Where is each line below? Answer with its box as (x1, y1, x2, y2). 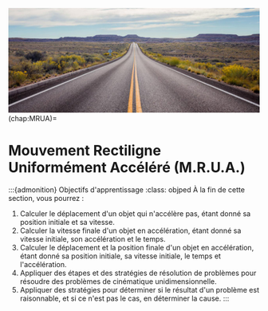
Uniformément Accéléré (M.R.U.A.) (8, 158, 246, 176)
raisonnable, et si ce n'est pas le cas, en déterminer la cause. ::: (19, 293, 230, 303)
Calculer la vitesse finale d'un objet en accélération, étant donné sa (19, 226, 242, 235)
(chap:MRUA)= (8, 113, 57, 123)
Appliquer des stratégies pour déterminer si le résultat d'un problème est (19, 285, 259, 294)
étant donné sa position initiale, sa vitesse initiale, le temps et (19, 251, 222, 261)
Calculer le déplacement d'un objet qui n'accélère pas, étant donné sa (19, 208, 251, 218)
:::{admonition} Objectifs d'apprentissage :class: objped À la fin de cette (8, 184, 246, 195)
